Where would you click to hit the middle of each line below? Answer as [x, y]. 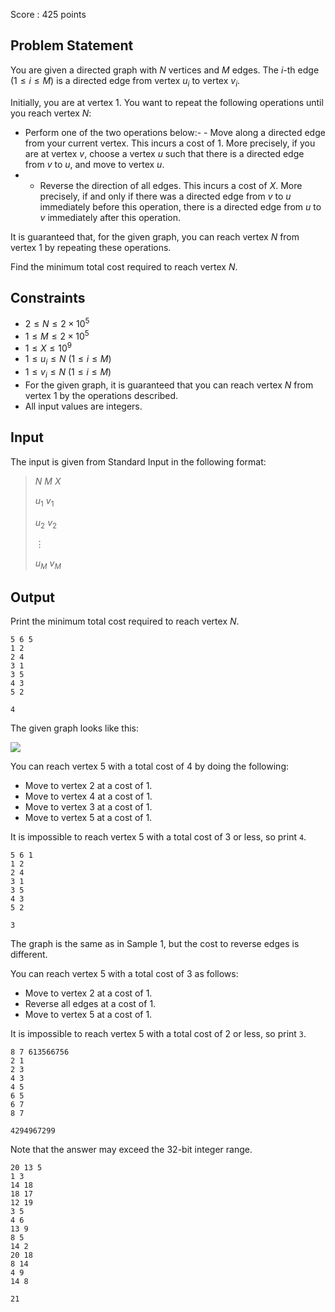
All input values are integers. [83, 406]
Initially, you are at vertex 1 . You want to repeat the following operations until [167, 102]
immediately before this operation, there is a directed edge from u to [180, 206]
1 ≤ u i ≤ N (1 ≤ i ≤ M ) [68, 360]
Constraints [48, 298]
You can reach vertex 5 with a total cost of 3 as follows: [124, 973]
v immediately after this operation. [110, 217]
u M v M [48, 564]
